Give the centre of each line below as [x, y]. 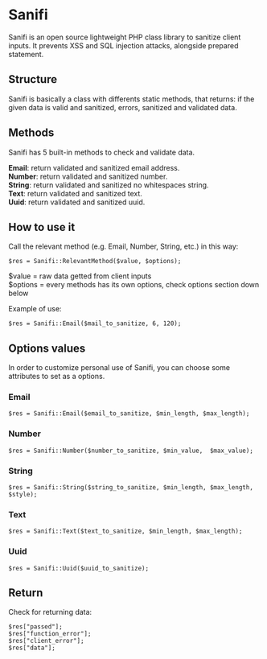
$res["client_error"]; [46, 641]
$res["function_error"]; [50, 634]
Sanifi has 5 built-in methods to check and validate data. [102, 152]
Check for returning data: [50, 612]
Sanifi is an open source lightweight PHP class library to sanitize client [125, 37]
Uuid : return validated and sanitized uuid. [77, 202]
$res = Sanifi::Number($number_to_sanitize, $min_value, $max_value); [131, 451]
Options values [47, 348]
